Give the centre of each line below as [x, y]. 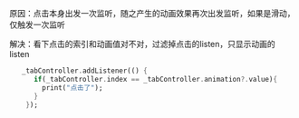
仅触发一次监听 [37, 25]
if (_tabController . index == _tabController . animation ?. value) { [155, 79]
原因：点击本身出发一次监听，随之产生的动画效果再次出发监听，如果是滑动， [152, 13]
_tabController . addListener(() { [84, 71]
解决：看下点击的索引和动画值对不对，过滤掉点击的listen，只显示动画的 [143, 44]
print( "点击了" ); [72, 88]
